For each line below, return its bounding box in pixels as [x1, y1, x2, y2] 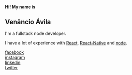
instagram [5, 55, 25, 60]
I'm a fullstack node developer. [5, 30, 67, 36]
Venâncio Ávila [5, 17, 51, 26]
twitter [5, 65, 18, 71]
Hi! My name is [5, 4, 36, 10]
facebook [5, 49, 24, 55]
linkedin [5, 60, 21, 65]
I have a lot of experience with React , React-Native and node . [5, 40, 127, 46]
